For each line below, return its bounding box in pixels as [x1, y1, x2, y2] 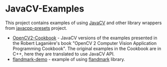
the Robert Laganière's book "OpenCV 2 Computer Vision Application [12, 40, 157, 46]
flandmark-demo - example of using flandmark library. [12, 56, 125, 62]
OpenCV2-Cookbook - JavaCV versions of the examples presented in [12, 35, 157, 41]
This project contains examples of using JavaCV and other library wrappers [5, 20, 162, 26]
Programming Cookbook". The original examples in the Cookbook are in [12, 45, 161, 51]
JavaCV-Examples [5, 3, 85, 15]
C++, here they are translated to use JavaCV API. [12, 51, 115, 57]
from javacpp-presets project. [5, 25, 67, 31]
